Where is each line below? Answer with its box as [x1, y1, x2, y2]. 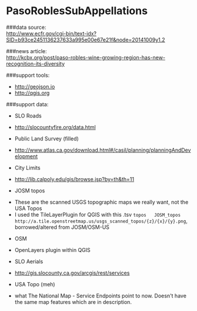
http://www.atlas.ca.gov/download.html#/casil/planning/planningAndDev [14, 146, 191, 153]
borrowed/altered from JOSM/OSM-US [14, 223, 110, 231]
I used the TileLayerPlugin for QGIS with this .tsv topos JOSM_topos [14, 211, 181, 218]
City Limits [14, 164, 41, 171]
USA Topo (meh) [14, 280, 55, 287]
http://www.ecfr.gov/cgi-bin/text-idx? [6, 30, 97, 37]
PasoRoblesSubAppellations [6, 4, 148, 18]
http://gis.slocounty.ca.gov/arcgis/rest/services [14, 269, 130, 276]
